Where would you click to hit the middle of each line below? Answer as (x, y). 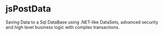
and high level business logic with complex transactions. (63, 27)
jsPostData (28, 9)
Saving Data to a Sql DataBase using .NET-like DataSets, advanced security (82, 22)
